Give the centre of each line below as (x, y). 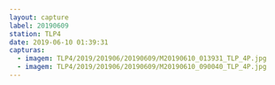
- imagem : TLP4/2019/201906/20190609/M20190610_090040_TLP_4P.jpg (142, 67)
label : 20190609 (39, 26)
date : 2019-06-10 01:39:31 (59, 42)
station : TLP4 (35, 34)
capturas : (27, 50)
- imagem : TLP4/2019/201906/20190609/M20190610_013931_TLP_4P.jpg (142, 58)
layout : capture (39, 17)
